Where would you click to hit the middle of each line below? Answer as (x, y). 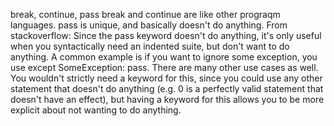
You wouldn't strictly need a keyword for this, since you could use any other (166, 78)
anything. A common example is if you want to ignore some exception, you (164, 57)
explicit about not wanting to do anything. (96, 110)
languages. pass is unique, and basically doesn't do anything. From (149, 25)
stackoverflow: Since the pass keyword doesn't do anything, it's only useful (166, 35)
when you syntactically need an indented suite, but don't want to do (150, 46)
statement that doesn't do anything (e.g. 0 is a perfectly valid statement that (167, 88)
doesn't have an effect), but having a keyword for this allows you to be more (167, 99)
